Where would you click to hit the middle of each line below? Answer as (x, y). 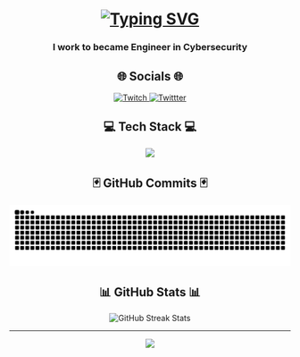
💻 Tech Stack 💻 (150, 127)
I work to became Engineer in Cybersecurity (150, 47)
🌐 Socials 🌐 (150, 76)
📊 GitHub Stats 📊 (150, 292)
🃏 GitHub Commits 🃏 (150, 183)
